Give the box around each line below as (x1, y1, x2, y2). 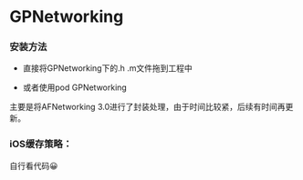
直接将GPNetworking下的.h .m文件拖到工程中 (22, 63, 193, 74)
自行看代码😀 (9, 160, 58, 171)
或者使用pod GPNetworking (22, 82, 128, 93)
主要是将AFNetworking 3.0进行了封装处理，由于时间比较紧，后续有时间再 (9, 102, 286, 113)
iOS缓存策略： (9, 138, 73, 151)
